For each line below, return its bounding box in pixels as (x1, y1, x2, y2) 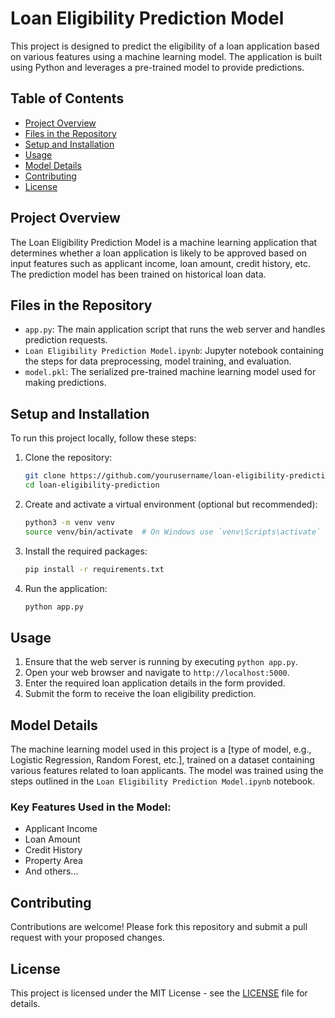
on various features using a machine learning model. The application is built (10, 50, 323, 62)
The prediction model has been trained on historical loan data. (10, 268, 267, 280)
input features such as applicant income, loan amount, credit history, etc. (10, 257, 311, 269)
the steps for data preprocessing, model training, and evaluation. (24, 355, 292, 367)
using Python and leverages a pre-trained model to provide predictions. (10, 61, 305, 73)
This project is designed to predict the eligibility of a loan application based (10, 40, 320, 52)
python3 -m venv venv (24, 517, 116, 527)
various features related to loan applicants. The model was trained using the (10, 765, 324, 777)
